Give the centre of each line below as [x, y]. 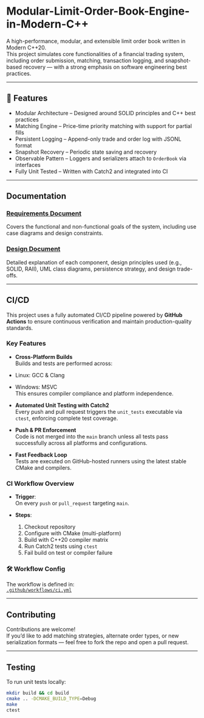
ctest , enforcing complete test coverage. [66, 418]
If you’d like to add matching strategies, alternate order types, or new [93, 636]
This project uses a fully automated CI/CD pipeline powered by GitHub [94, 315]
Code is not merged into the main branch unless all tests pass [92, 436]
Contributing [31, 615]
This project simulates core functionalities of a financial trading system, [96, 54]
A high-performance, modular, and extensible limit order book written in [96, 41]
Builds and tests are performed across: [64, 363]
